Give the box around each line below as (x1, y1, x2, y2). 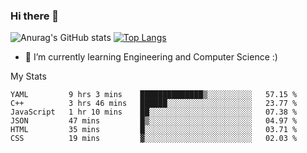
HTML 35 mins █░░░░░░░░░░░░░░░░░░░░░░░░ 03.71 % (10, 125, 298, 135)
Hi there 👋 (10, 9, 60, 23)
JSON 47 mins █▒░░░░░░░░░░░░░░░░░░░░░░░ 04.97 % (10, 116, 298, 126)
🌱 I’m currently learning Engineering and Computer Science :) (24, 51, 278, 63)
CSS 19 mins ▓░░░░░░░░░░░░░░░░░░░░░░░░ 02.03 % (10, 134, 298, 144)
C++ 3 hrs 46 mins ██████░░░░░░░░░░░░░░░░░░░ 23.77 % (10, 99, 298, 109)
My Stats (10, 70, 47, 83)
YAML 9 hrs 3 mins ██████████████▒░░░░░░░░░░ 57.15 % (10, 90, 298, 100)
